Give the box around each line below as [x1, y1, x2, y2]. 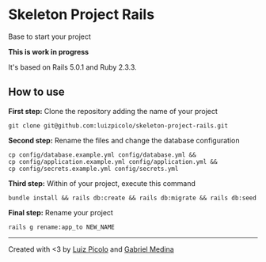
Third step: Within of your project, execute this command [8, 178, 196, 188]
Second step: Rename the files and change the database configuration [8, 135, 240, 145]
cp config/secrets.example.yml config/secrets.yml [8, 165, 179, 173]
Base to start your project [8, 32, 91, 41]
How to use [8, 85, 65, 99]
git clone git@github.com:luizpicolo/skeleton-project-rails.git [8, 121, 228, 130]
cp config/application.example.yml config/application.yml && [8, 158, 218, 165]
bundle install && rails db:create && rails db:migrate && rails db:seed [8, 194, 257, 202]
